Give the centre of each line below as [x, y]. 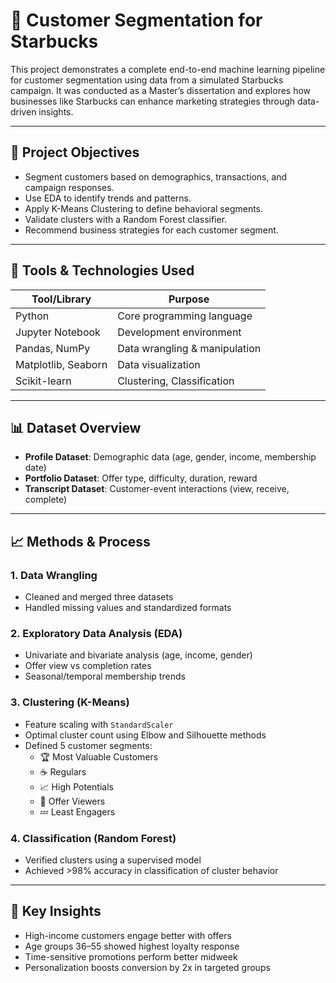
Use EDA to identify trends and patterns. [108, 198]
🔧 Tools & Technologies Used [102, 270]
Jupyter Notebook [58, 332]
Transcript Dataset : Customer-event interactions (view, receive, [157, 489]
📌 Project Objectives [75, 152]
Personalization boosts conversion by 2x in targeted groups [147, 967]
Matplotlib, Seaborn [61, 364]
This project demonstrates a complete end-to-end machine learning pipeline [168, 69]
